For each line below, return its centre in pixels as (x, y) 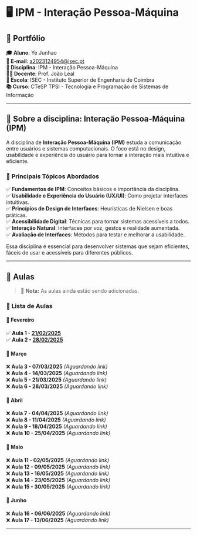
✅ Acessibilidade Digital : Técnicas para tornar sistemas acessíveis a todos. (98, 222)
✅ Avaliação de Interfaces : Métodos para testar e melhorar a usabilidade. (96, 235)
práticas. (17, 215)
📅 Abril (15, 400)
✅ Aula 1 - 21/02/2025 (34, 333)
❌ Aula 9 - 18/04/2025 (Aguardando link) (57, 427)
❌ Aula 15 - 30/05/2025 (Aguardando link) (58, 486)
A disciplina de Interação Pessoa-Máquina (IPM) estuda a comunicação (94, 142)
